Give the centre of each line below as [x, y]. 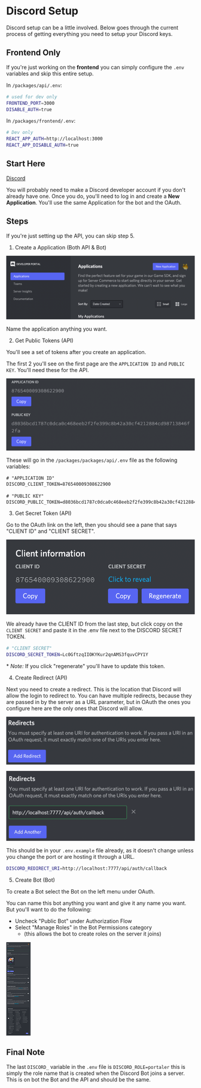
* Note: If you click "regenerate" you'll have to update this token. [86, 666]
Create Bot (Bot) [35, 880]
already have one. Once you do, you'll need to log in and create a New [93, 196]
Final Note [25, 1052]
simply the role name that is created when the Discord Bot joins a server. [96, 1073]
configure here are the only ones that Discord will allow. [75, 708]
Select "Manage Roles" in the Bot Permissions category [83, 927]
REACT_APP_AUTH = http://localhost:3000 [54, 139]
